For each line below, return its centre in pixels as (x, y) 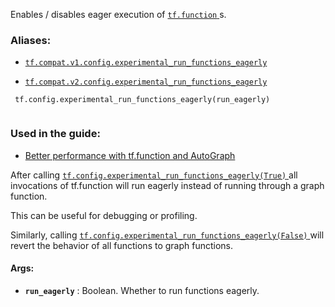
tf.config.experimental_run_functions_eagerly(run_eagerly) (142, 100)
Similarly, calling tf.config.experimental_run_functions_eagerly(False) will (167, 235)
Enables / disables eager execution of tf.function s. (118, 14)
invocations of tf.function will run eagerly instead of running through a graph (167, 185)
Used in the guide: (55, 134)
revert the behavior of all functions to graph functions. (122, 245)
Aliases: (31, 40)
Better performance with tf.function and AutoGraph (130, 155)
